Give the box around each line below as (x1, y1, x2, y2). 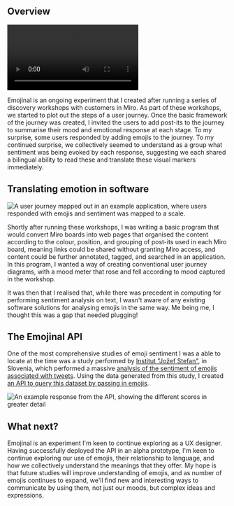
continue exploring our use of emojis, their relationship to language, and (7, 454, 214, 463)
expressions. (7, 491, 44, 500)
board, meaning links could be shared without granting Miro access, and (7, 245, 216, 253)
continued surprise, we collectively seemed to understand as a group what (7, 140, 223, 149)
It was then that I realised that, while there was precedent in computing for (7, 288, 221, 297)
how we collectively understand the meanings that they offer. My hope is (7, 461, 217, 470)
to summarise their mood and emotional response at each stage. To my (7, 125, 212, 134)
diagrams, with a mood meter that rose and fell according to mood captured (7, 267, 226, 276)
